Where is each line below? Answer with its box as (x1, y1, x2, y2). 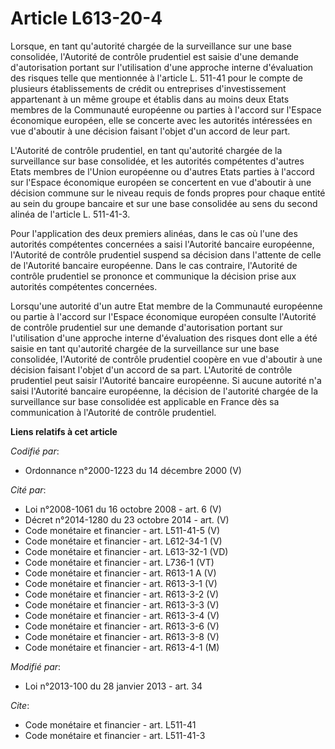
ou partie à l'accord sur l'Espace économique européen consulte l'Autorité (10, 310, 317, 322)
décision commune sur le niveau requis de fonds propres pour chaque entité (10, 187, 326, 199)
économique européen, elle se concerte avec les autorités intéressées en (10, 114, 313, 126)
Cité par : (10, 483, 47, 496)
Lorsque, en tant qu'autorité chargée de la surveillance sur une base (10, 40, 292, 52)
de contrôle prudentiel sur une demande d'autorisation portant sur (10, 321, 283, 333)
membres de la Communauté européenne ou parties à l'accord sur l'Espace (10, 103, 322, 116)
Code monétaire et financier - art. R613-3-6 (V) (24, 620, 220, 632)
